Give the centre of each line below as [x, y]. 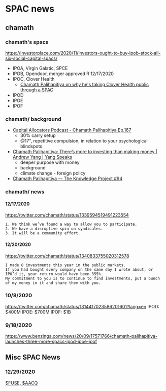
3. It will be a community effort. [43, 233]
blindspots [31, 146]
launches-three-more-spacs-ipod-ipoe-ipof [51, 342]
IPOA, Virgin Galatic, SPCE [40, 68]
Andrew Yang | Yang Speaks [42, 157]
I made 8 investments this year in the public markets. [65, 265]
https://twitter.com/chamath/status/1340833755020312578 [67, 256]
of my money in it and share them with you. [53, 283]
